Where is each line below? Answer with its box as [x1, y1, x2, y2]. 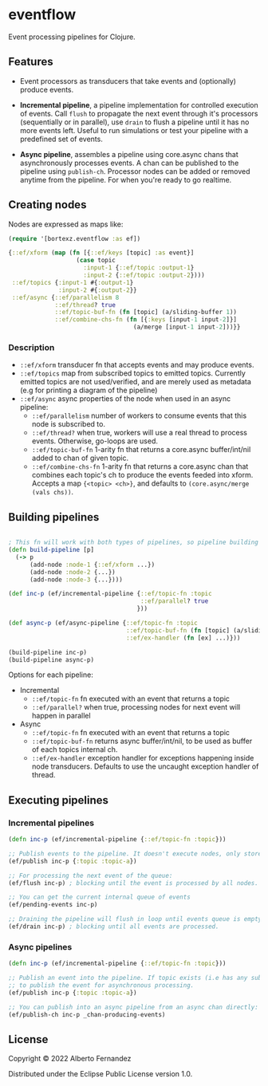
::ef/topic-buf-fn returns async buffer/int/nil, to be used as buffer [31, 736, 253, 746]
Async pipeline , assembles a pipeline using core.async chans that [19, 149, 239, 159]
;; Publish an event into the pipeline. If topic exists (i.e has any [8, 974, 248, 982]
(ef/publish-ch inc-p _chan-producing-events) [8, 1010, 166, 1018]
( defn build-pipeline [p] [8, 546, 94, 554]
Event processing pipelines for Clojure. [8, 32, 136, 41]
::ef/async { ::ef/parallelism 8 [11, 293, 120, 301]
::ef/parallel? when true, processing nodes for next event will [31, 702, 241, 712]
